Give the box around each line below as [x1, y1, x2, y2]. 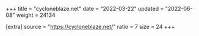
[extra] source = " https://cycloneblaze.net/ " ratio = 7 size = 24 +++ [5, 23, 175, 30]
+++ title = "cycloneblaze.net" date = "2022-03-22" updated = [5, 5, 164, 12]
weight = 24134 [16, 11, 56, 19]
